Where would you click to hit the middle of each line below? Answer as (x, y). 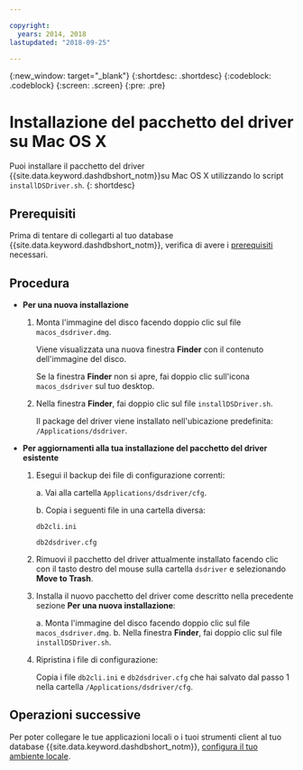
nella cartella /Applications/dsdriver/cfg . (115, 686)
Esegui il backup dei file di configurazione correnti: (130, 475)
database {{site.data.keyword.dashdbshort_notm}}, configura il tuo (134, 747)
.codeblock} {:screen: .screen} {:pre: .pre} (87, 86)
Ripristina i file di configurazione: (97, 659)
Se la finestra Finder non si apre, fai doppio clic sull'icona (142, 376)
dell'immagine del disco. (81, 358)
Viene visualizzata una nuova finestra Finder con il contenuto (150, 349)
